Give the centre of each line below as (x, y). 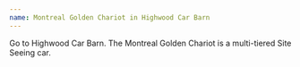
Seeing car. (30, 52)
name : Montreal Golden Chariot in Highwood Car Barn (110, 17)
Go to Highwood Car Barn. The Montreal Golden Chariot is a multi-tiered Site (150, 43)
